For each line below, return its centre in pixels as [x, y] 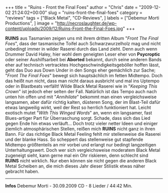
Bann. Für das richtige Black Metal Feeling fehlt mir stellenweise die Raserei [83, 134]
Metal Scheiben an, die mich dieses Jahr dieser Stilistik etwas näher [75, 166]
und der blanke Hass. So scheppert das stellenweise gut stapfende [74, 139]
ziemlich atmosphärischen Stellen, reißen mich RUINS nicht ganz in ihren [80, 129]
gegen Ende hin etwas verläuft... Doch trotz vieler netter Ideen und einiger [81, 123]
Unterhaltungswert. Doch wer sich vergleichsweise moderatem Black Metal [83, 150]
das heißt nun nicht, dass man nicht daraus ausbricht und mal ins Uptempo [82, 81]
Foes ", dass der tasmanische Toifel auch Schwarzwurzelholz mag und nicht [83, 44]
